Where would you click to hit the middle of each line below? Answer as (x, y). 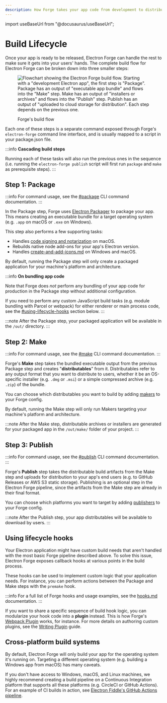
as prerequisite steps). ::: (31, 169)
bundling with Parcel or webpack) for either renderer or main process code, (83, 306)
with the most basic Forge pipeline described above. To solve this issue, (79, 555)
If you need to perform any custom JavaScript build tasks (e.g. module (78, 301)
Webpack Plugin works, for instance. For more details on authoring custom (82, 621)
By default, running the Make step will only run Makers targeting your (76, 409)
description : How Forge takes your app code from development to (74, 10)
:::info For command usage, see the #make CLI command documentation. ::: (83, 354)
